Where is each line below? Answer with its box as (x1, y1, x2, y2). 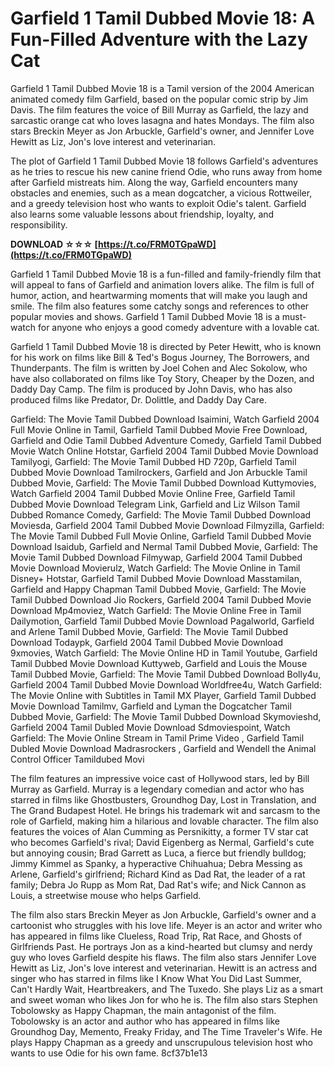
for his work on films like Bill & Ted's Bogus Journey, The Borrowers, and (10, 351, 310, 363)
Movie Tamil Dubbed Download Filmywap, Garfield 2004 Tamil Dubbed (10, 551, 303, 563)
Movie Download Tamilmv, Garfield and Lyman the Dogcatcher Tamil (10, 700, 292, 712)
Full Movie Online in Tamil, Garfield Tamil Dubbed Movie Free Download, (10, 423, 308, 436)
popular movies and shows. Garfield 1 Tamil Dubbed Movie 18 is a (10, 310, 280, 322)
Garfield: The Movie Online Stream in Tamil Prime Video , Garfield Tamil (10, 732, 305, 744)
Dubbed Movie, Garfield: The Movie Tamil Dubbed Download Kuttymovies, (10, 477, 317, 489)
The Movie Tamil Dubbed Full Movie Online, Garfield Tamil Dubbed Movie (10, 530, 312, 542)
